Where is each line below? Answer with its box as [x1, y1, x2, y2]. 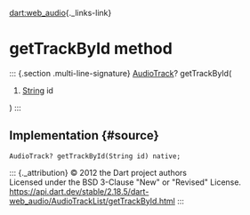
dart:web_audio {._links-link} [9, 8, 112, 18]
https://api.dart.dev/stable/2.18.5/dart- [9, 186, 149, 196]
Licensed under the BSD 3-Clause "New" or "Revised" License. [9, 177, 242, 187]
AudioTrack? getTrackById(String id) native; [9, 151, 181, 161]
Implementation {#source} [9, 128, 160, 143]
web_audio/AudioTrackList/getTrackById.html [9, 195, 175, 206]
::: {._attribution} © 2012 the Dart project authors [9, 167, 187, 178]
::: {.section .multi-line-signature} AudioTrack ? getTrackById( [9, 68, 232, 78]
